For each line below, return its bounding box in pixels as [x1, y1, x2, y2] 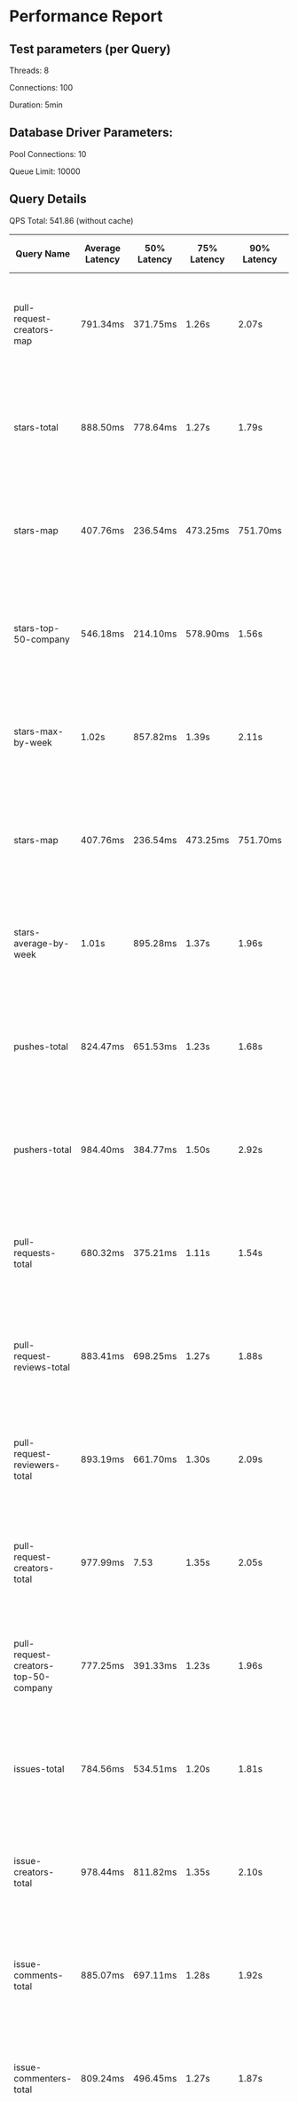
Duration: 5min [9, 99, 64, 110]
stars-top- [13, 621, 60, 634]
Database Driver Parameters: [9, 125, 173, 140]
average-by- [13, 936, 70, 949]
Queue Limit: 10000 [9, 166, 82, 177]
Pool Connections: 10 [9, 148, 87, 159]
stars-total [13, 421, 59, 433]
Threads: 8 [9, 65, 50, 75]
